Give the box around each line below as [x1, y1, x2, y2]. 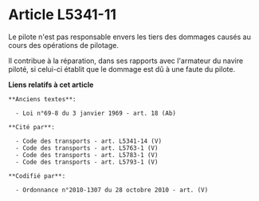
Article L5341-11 [8, 6, 117, 24]
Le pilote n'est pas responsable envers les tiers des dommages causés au [8, 32, 251, 41]
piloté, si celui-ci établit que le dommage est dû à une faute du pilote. [8, 64, 236, 73]
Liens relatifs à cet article [8, 80, 94, 89]
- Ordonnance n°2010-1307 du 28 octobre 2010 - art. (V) [15, 186, 209, 194]
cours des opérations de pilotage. [8, 40, 120, 49]
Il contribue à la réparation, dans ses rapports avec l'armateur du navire [8, 56, 244, 65]
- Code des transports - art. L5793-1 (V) [15, 158, 159, 166]
